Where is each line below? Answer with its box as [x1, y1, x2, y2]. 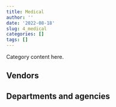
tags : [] [6, 37, 28, 43]
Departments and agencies [6, 91, 110, 101]
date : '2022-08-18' [6, 20, 55, 26]
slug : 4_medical [6, 25, 47, 32]
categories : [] [6, 31, 44, 37]
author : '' [6, 14, 34, 20]
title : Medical [6, 8, 44, 15]
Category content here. [6, 53, 64, 60]
